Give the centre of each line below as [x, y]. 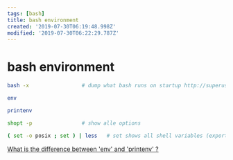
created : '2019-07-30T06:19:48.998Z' [62, 26]
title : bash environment [43, 20]
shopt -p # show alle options [74, 123]
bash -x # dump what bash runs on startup [94, 86]
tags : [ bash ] [26, 14]
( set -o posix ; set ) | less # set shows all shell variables [105, 136]
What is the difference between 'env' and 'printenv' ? [83, 149]
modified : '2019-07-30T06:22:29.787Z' [63, 33]
